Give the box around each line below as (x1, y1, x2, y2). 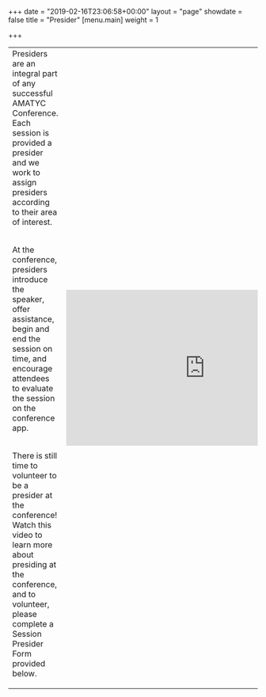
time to (12, 460, 38, 470)
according (12, 197, 50, 208)
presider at (12, 490, 53, 501)
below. (12, 668, 37, 679)
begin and (12, 324, 50, 334)
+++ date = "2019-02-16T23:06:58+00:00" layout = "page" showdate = (8, 7, 243, 16)
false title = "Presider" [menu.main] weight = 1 (8, 15, 158, 25)
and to (12, 589, 36, 600)
